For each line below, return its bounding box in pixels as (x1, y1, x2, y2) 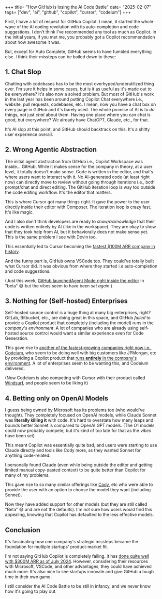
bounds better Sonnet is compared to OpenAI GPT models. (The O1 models (5, 422, 155, 429)
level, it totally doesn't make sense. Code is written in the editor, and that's (5, 168, 153, 174)
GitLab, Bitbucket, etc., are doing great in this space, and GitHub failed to (5, 315, 151, 321)
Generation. (5, 335, 29, 341)
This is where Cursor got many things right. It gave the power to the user (5, 199, 150, 204)
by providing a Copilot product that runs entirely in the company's (5, 355, 137, 361)
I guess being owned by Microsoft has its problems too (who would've (5, 407, 145, 413)
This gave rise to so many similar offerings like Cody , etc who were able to (5, 482, 153, 487)
